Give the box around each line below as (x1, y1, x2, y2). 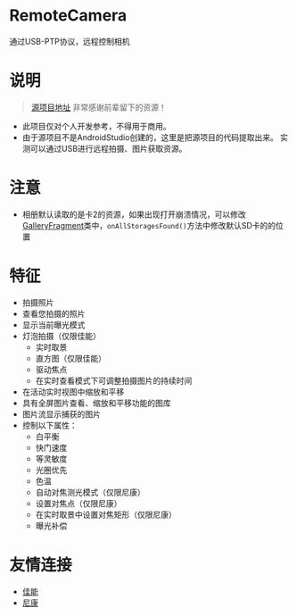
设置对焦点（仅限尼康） (35, 497, 122, 509)
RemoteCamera (9, 5, 128, 26)
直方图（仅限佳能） (35, 353, 107, 363)
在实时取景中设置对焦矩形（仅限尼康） (35, 509, 177, 520)
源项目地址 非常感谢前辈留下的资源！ (30, 102, 167, 112)
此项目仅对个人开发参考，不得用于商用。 (21, 121, 171, 131)
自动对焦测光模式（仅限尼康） (35, 487, 145, 497)
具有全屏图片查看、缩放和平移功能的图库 (21, 397, 171, 408)
